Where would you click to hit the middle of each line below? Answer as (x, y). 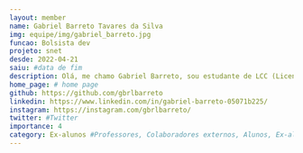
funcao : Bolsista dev (50, 43)
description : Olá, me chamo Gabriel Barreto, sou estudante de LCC (139, 76)
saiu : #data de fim (46, 68)
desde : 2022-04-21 (44, 59)
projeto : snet (36, 51)
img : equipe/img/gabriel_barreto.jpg (80, 34)
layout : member (38, 18)
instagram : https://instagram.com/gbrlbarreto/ (101, 110)
